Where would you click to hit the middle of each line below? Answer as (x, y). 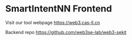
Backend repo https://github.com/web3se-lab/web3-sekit (66, 32)
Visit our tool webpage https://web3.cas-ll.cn (53, 22)
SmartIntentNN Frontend (59, 9)
